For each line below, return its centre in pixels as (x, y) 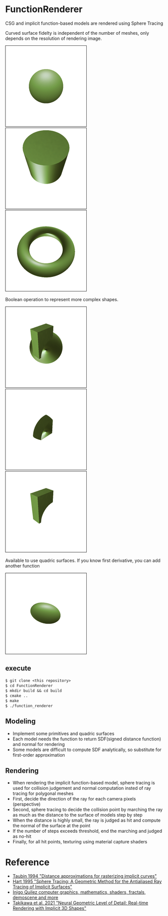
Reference (27, 862)
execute (18, 669)
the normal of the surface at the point (51, 826)
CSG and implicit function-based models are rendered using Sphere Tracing (84, 23)
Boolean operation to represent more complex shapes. (62, 299)
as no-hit (22, 836)
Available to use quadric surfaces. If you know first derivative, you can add (83, 560)
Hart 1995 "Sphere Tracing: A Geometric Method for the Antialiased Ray (87, 882)
